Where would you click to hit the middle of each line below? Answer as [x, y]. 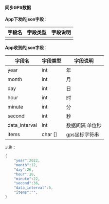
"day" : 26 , [24, 170]
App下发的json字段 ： [27, 19]
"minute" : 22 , [27, 179]
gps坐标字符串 [82, 135]
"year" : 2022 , [27, 161]
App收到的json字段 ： [27, 48]
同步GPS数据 [18, 7]
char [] [49, 135]
